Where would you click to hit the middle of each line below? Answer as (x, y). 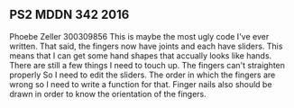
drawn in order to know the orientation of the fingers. (108, 94)
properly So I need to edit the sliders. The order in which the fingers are (142, 75)
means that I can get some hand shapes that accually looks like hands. (141, 55)
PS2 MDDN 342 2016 (69, 15)
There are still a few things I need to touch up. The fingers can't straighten (147, 65)
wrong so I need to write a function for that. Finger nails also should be (141, 84)
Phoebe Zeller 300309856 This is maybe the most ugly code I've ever (139, 36)
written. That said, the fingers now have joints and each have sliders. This (146, 46)
